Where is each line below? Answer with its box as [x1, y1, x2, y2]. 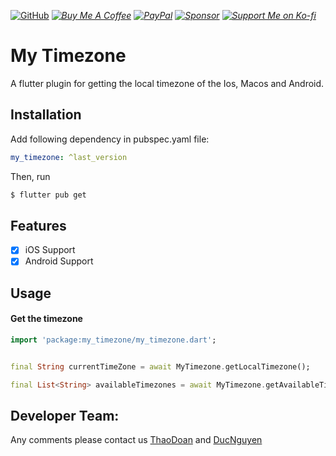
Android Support [24, 255, 94, 267]
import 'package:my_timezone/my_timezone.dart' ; [10, 335, 217, 345]
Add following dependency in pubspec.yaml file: [10, 133, 210, 145]
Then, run [10, 170, 51, 182]
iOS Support [24, 244, 76, 256]
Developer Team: [10, 408, 120, 425]
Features [10, 217, 67, 234]
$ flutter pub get [10, 190, 87, 200]
